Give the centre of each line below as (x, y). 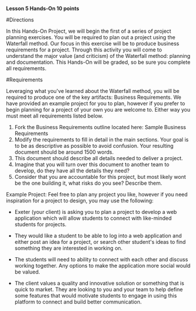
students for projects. (40, 224)
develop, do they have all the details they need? (72, 171)
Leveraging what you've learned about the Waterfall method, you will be (93, 91)
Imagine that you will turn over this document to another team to (92, 164)
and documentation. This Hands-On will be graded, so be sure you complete (98, 62)
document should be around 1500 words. (64, 152)
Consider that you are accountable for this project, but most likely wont (100, 177)
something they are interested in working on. (68, 248)
